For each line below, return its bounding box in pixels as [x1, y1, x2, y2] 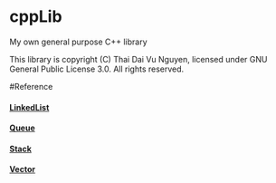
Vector [9, 164, 36, 175]
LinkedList [9, 101, 50, 112]
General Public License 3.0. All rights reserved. [9, 63, 185, 74]
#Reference [9, 81, 53, 91]
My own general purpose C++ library [9, 36, 148, 47]
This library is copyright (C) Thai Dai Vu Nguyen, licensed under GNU [9, 53, 268, 64]
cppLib [9, 6, 62, 27]
